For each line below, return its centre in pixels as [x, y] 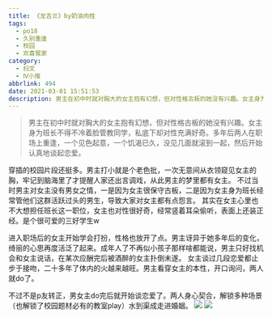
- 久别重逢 [32, 38]
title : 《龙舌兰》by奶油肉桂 [52, 16]
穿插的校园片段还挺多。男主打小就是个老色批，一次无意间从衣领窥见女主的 [132, 170]
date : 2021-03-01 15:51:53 [54, 91]
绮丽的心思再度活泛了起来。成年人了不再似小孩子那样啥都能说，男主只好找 [132, 248]
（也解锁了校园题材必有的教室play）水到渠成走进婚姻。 [100, 306]
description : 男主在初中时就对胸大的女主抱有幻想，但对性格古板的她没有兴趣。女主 [132, 99]
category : [25, 61]
